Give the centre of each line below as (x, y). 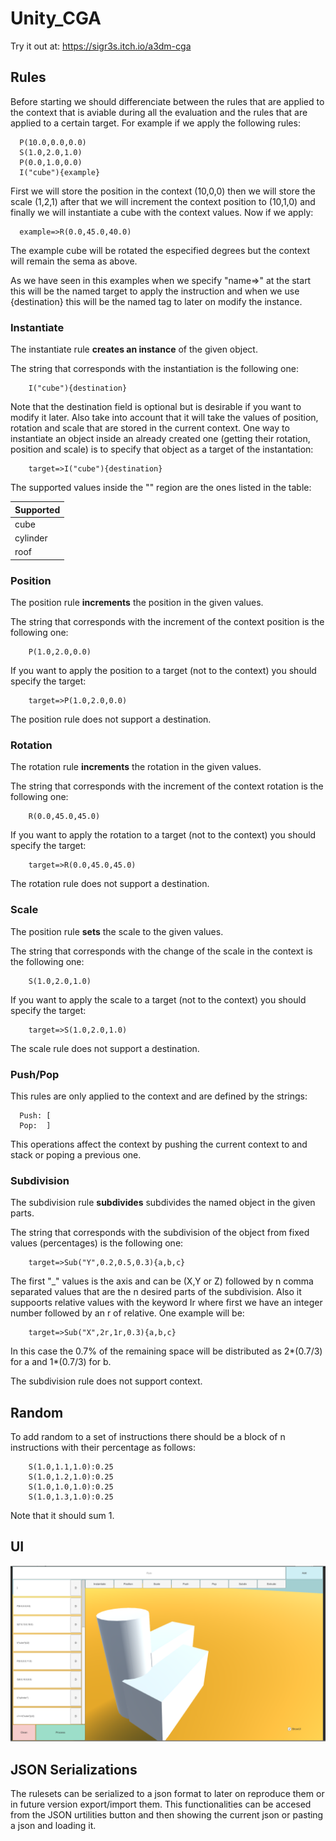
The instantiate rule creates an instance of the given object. (134, 349)
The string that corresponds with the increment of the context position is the (167, 622)
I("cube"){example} (60, 172)
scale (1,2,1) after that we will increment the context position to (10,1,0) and (163, 201)
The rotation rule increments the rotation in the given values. (136, 767)
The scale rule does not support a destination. (105, 1048)
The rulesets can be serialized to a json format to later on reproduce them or (167, 1794)
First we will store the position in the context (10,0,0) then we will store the (163, 191)
